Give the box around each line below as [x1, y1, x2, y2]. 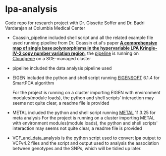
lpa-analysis [5, 3, 58, 15]
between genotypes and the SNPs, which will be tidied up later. [12, 145, 142, 151]
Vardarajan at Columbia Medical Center [5, 25, 86, 31]
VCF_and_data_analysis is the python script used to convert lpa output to [12, 135, 161, 141]
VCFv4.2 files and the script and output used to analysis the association [12, 140, 159, 146]
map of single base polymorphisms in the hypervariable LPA [12, 45, 139, 51]
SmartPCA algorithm [12, 80, 55, 86]
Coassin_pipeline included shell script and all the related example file [12, 35, 154, 40]
